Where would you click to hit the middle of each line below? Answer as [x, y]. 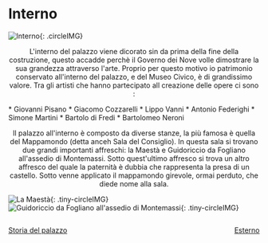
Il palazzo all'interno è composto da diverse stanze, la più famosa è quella [134, 133]
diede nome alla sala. [134, 183]
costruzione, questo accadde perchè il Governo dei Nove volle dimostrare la [134, 60]
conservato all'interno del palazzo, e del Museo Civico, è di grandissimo [134, 76]
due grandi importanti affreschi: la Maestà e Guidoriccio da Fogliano [134, 150]
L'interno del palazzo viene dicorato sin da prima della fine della [134, 51]
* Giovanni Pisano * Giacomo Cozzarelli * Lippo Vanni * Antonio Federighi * [132, 109]
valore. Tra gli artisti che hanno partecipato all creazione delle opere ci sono [134, 85]
